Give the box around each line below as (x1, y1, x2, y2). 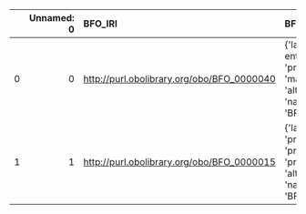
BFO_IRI (83, 17, 118, 30)
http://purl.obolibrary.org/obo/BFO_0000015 (83, 156, 276, 168)
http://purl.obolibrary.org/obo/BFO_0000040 (83, 73, 276, 85)
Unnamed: (28, 12, 75, 24)
